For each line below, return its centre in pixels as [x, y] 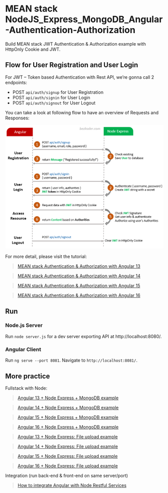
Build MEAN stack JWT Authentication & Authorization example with [76, 44]
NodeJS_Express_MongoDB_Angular [84, 19]
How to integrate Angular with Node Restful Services [72, 485]
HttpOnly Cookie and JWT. [33, 49]
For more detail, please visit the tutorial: [46, 257]
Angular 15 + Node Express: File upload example [67, 456]
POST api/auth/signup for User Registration [58, 92]
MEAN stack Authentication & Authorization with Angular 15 [79, 286]
